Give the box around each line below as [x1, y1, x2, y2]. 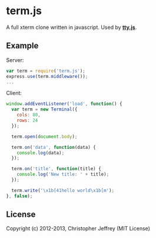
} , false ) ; [6, 193, 33, 199]
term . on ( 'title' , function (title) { [11, 166, 101, 172]
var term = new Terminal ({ [11, 106, 78, 113]
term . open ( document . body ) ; [11, 133, 78, 139]
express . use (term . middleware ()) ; [6, 73, 88, 79]
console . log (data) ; [16, 149, 65, 156]
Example [6, 41, 39, 51]
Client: [6, 90, 22, 97]
